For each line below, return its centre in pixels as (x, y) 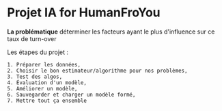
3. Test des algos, (35, 77)
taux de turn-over (32, 38)
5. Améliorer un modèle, (42, 88)
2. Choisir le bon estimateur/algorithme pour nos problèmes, (97, 71)
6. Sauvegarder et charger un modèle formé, (71, 95)
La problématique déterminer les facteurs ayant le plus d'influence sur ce (111, 32)
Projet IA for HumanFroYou (84, 13)
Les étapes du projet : (38, 52)
